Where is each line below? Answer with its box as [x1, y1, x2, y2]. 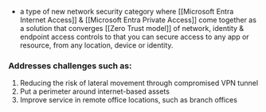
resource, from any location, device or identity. [19, 41, 174, 50]
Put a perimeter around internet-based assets [19, 87, 170, 96]
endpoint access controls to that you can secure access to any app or [19, 32, 249, 41]
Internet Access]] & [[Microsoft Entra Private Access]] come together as [19, 15, 257, 25]
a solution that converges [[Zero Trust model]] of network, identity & [19, 24, 244, 33]
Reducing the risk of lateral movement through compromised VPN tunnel [19, 79, 259, 88]
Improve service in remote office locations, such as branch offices [19, 95, 237, 105]
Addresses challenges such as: [8, 60, 132, 71]
